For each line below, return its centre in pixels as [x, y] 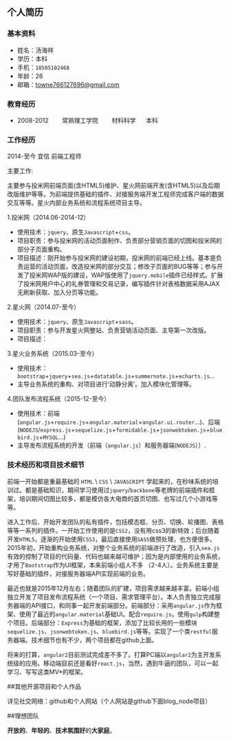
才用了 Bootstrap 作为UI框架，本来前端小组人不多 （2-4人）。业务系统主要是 [113, 565]
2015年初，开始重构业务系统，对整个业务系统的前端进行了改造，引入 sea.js [113, 547]
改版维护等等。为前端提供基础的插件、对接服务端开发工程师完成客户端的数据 [115, 194]
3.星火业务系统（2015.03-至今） [53, 354]
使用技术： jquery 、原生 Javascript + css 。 [76, 232]
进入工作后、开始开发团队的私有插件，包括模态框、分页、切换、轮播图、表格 [115, 522]
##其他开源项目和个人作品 [44, 686]
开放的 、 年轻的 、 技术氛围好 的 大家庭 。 [61, 730]
